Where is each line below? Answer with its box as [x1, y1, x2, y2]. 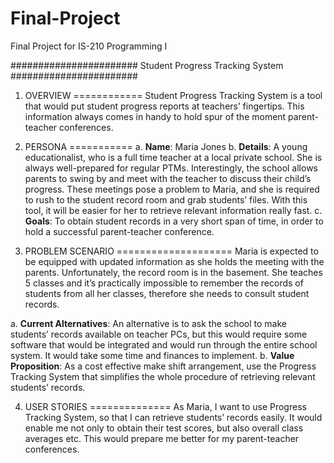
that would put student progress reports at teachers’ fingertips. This [24, 100, 305, 112]
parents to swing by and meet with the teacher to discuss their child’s [24, 172, 312, 184]
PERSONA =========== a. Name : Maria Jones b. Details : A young [24, 140, 308, 152]
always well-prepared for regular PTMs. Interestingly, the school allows [24, 162, 318, 174]
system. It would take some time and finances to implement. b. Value [10, 349, 295, 361]
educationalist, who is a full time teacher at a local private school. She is [24, 151, 323, 163]
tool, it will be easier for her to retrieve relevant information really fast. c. [24, 204, 323, 216]
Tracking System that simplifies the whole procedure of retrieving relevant [10, 370, 316, 382]
